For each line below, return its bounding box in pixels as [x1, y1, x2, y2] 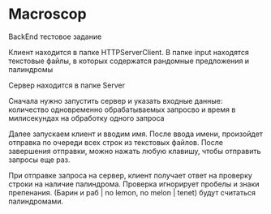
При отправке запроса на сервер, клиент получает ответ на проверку [8, 170, 253, 180]
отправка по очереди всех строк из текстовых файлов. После [8, 137, 223, 147]
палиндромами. [8, 196, 63, 206]
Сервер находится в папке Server [8, 80, 126, 90]
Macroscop [8, 5, 87, 24]
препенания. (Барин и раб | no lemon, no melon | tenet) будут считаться [8, 187, 256, 197]
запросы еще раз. [8, 155, 71, 165]
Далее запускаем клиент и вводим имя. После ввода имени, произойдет [8, 129, 264, 139]
